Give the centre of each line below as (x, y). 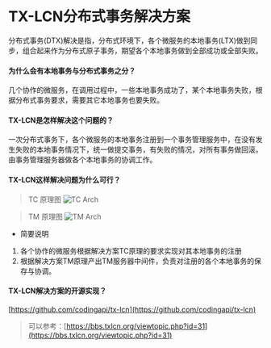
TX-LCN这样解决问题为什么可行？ (65, 179)
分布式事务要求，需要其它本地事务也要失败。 (89, 100)
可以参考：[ (47, 326)
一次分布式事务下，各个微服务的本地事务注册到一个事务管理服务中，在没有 (132, 140)
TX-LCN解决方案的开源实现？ (58, 291)
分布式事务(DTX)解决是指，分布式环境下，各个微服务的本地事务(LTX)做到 (129, 40)
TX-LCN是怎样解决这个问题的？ (61, 120)
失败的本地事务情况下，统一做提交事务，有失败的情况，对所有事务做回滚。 (139, 149)
